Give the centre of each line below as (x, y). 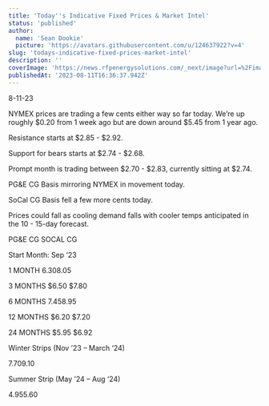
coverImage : (28, 68)
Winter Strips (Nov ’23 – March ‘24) (67, 348)
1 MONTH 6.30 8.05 (40, 270)
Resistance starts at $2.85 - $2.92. (66, 138)
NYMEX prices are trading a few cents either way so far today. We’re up (126, 114)
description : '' (35, 61)
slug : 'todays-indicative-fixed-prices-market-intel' (100, 53)
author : (21, 30)
